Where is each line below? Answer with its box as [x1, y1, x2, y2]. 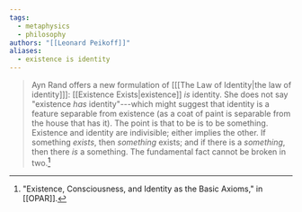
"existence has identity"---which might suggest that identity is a [31, 99, 270, 109]
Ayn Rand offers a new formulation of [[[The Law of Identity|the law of [31, 80, 292, 90]
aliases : [9, 47, 42, 56]
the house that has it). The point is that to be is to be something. [31, 118, 269, 128]
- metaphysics [17, 22, 70, 31]
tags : [9, 13, 30, 22]
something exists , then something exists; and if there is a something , [31, 137, 286, 147]
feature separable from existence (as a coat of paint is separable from [31, 109, 291, 119]
